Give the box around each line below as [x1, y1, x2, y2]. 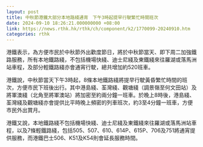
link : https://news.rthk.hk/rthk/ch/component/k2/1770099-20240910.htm [6, 25, 190, 32]
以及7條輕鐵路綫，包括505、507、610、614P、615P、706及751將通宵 [16, 127, 190, 134]
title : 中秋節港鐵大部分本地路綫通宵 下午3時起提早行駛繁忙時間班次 [6, 14, 159, 20]
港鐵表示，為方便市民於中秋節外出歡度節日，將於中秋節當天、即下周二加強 [6, 49, 192, 56]
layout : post [6, 8, 39, 15]
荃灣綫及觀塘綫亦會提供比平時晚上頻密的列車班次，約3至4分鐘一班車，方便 [6, 99, 193, 106]
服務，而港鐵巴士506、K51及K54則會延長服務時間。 [11, 134, 141, 142]
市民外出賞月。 [6, 107, 43, 114]
